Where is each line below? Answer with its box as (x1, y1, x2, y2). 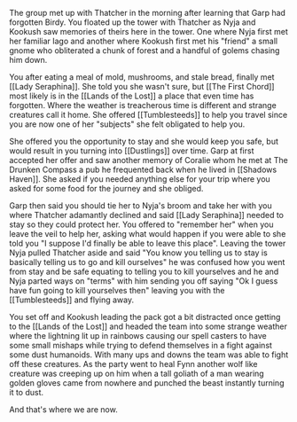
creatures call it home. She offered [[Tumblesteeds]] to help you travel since (9, 110, 288, 120)
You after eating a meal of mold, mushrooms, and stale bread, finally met (9, 72, 275, 82)
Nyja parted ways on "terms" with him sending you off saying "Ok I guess (9, 276, 278, 286)
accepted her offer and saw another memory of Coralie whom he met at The (9, 155, 288, 165)
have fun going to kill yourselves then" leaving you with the (9, 285, 225, 295)
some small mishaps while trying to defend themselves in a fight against (9, 340, 273, 350)
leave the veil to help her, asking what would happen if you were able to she (9, 229, 286, 238)
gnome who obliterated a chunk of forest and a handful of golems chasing (9, 45, 280, 56)
